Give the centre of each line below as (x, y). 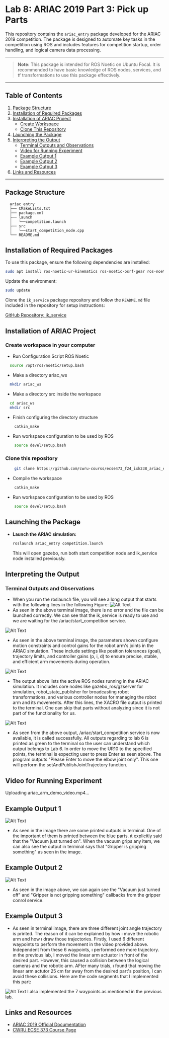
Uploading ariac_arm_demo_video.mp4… (47, 793)
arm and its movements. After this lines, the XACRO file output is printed (87, 702)
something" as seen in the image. (47, 852)
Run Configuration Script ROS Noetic (51, 356)
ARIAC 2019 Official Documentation (49, 1024)
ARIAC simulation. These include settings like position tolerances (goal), (87, 651)
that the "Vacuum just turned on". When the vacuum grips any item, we (86, 841)
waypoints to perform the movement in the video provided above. (80, 944)
